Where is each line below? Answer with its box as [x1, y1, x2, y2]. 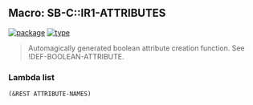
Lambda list [8, 71, 55, 83]
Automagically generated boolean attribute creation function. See [27, 43, 245, 53]
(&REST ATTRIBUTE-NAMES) [8, 90, 92, 99]
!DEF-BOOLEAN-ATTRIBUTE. [27, 51, 124, 61]
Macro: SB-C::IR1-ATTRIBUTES [8, 6, 166, 20]
